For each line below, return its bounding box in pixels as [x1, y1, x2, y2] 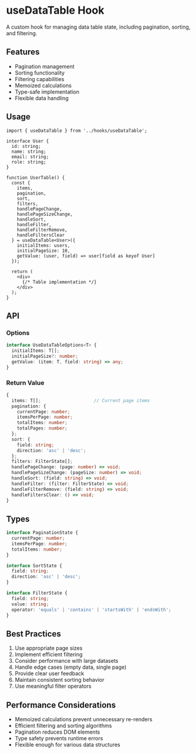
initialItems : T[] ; [11, 348, 60, 354]
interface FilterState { [6, 590, 68, 597]
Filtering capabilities [14, 75, 65, 82]
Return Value [6, 378, 45, 387]
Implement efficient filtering [14, 651, 83, 658]
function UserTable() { [6, 174, 65, 181]
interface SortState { [6, 563, 62, 568]
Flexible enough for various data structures [14, 741, 121, 749]
